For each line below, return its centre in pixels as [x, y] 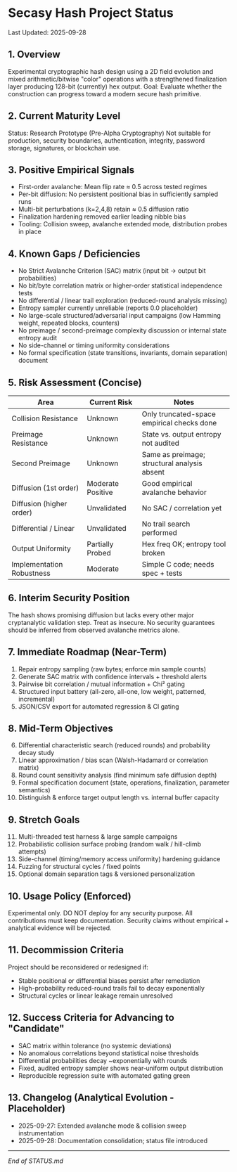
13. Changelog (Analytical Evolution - [91, 1098]
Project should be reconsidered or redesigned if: [78, 967]
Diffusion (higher [39, 504]
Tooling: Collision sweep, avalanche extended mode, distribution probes [123, 224]
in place [30, 232]
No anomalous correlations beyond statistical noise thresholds [108, 1053]
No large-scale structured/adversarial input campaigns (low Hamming [119, 316]
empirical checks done [179, 423]
